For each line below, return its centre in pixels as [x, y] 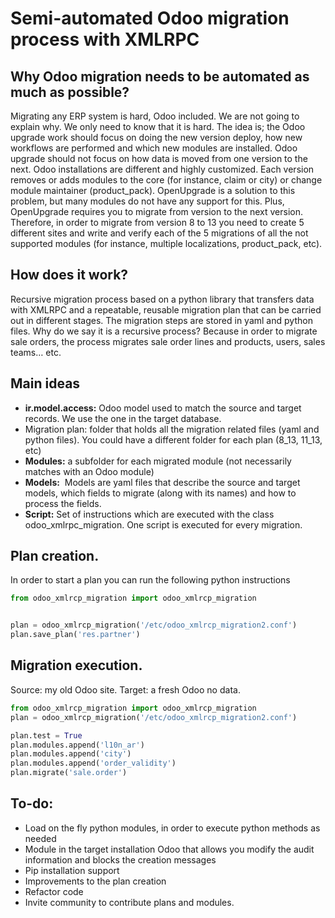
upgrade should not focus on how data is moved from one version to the [159, 158]
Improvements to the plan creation [95, 881]
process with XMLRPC [105, 39]
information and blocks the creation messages [120, 859]
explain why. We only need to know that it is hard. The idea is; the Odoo [158, 126]
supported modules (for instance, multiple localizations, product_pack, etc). [166, 243]
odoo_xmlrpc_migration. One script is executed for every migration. [163, 524]
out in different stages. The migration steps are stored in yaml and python [161, 320]
